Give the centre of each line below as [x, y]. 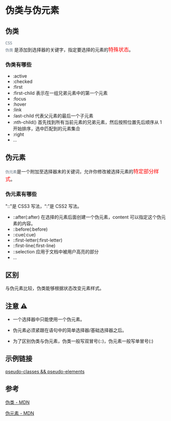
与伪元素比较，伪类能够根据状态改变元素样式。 [55, 288]
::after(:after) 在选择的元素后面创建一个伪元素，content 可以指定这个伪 [87, 217]
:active [20, 76]
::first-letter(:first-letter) [38, 240]
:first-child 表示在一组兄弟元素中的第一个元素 [60, 93]
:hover [19, 104]
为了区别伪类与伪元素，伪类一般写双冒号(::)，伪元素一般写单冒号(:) [83, 341]
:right [18, 134]
